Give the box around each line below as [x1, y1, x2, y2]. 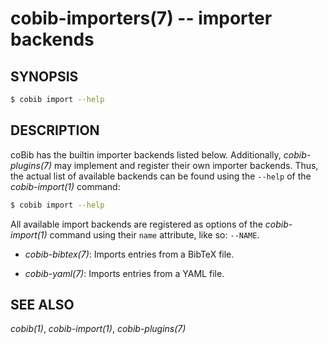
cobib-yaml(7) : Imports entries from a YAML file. [24, 267, 225, 279]
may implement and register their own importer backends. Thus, [53, 159, 319, 171]
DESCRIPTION [10, 122, 100, 139]
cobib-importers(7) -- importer [10, 7, 273, 30]
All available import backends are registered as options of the [10, 218, 263, 230]
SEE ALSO [10, 296, 75, 313]
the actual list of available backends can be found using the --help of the [10, 170, 312, 182]
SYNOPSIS [10, 68, 79, 85]
